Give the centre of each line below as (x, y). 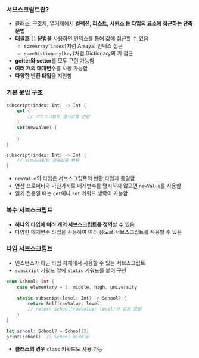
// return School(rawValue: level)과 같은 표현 (85, 309)
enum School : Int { (30, 282)
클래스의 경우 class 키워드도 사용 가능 (59, 349)
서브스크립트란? (28, 9)
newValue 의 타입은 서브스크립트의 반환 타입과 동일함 (75, 178)
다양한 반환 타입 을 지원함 (43, 76)
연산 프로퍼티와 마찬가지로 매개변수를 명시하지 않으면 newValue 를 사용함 (98, 186)
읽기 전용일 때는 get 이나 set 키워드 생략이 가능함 (71, 193)
